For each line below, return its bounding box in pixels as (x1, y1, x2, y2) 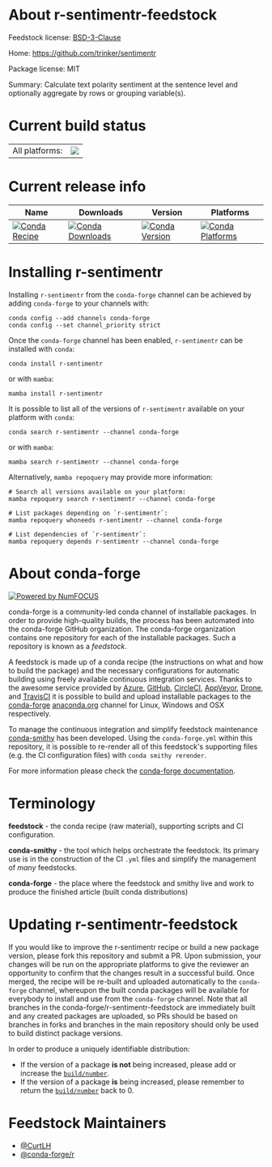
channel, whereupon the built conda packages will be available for (28, 985, 249, 994)
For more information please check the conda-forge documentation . (8, 766, 236, 776)
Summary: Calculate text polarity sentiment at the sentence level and (8, 79, 239, 89)
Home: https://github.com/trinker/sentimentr (8, 48, 156, 58)
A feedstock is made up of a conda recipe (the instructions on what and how (8, 656, 264, 666)
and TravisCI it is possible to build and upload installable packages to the (8, 691, 252, 701)
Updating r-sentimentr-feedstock (8, 915, 239, 934)
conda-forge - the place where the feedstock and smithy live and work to (8, 878, 254, 888)
